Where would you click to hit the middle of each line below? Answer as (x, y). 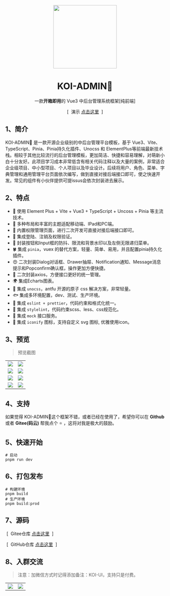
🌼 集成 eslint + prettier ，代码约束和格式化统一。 (66, 303)
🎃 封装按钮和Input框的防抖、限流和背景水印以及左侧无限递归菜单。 (82, 243)
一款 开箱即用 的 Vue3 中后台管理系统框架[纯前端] (85, 101)
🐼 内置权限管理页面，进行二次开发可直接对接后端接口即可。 (74, 230)
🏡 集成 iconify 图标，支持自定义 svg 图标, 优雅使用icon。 (72, 322)
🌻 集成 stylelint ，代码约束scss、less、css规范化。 (67, 309)
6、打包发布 (24, 476)
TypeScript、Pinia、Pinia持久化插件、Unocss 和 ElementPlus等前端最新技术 (84, 148)
